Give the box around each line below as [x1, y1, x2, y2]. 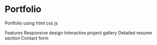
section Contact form [5, 35, 49, 41]
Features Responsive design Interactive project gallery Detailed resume [5, 29, 152, 35]
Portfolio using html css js [5, 20, 58, 26]
